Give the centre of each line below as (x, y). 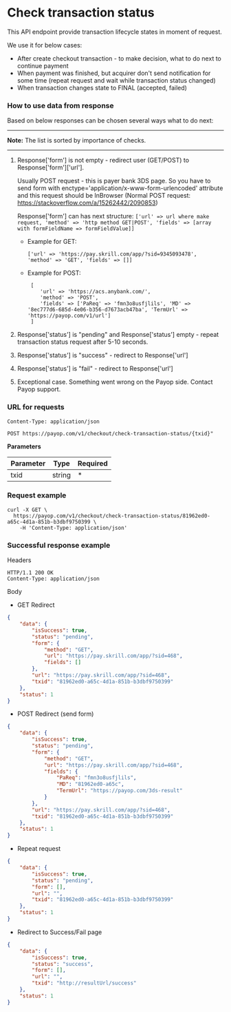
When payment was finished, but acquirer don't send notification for (114, 73)
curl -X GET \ (27, 510)
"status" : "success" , (63, 964)
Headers (19, 560)
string (61, 475)
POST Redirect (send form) (55, 714)
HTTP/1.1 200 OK (30, 573)
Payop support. (39, 389)
